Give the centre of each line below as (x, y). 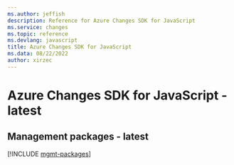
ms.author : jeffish (36, 14)
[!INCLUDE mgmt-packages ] (49, 154)
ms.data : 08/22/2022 (38, 54)
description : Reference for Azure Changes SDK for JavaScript (101, 21)
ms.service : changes (38, 27)
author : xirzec (30, 60)
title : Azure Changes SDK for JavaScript (70, 47)
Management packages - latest (78, 137)
